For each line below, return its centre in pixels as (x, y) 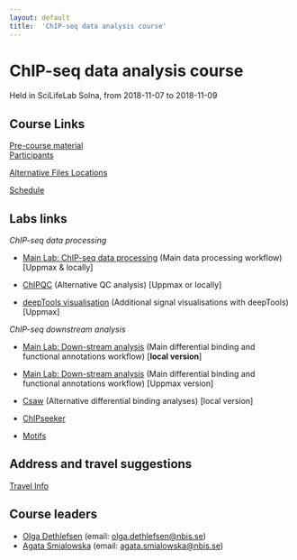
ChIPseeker (44, 418)
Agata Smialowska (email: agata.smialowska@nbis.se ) (123, 546)
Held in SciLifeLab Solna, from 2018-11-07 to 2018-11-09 (113, 96)
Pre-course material (46, 146)
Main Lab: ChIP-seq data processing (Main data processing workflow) (152, 258)
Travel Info (29, 486)
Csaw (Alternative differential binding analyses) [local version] (138, 401)
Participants (31, 155)
